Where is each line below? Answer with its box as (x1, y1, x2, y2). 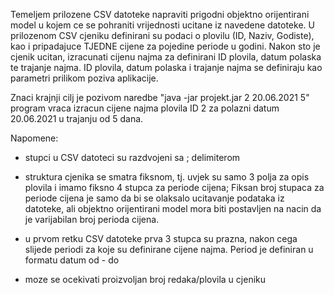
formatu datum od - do (24, 254, 120, 266)
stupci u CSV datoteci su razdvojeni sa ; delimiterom (24, 152, 241, 163)
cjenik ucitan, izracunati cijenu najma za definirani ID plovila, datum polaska (10, 51, 322, 63)
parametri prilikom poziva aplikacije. (10, 72, 159, 84)
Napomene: (10, 132, 59, 144)
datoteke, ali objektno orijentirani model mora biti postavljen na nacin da (24, 203, 322, 214)
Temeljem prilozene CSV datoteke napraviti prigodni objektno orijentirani (10, 9, 310, 20)
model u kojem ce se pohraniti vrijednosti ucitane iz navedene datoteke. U (10, 19, 315, 31)
